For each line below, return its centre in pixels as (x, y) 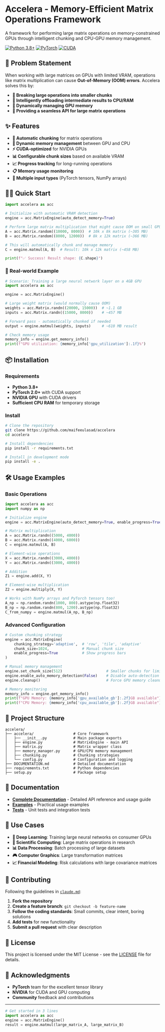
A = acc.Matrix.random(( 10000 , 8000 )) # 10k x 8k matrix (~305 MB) (77, 231)
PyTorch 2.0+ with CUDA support (46, 392)
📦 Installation (27, 360)
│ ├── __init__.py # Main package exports (63, 738)
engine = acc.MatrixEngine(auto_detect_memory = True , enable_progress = (79, 522)
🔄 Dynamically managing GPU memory (53, 105)
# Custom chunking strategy (34, 635)
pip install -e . (23, 462)
